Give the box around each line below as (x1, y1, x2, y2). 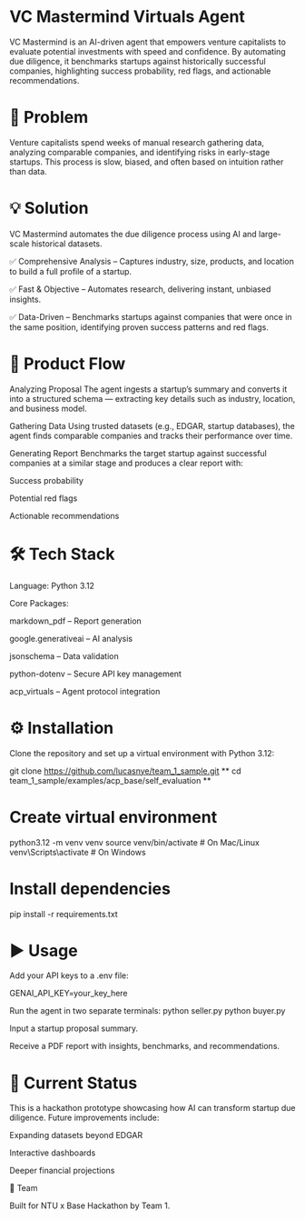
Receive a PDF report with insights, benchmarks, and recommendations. (9, 1041, 280, 1052)
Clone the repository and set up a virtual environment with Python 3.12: (9, 747, 275, 758)
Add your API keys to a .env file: (9, 970, 129, 981)
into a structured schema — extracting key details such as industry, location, (9, 393, 296, 404)
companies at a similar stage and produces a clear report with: (9, 457, 243, 468)
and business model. (9, 403, 88, 414)
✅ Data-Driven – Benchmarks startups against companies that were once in (9, 311, 292, 322)
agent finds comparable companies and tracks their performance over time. (9, 430, 293, 441)
